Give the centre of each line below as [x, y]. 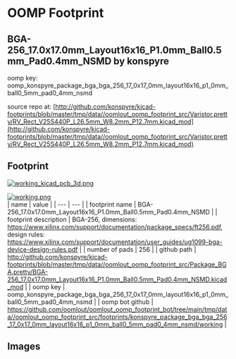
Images [24, 347]
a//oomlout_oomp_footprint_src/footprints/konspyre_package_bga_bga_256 [117, 317]
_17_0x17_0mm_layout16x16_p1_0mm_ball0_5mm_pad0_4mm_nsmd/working [115, 324]
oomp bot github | [127, 302]
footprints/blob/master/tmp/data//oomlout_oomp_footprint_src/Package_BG [117, 264]
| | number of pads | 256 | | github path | [138, 249]
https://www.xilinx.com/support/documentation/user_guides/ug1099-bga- [115, 242]
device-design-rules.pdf [43, 249]
